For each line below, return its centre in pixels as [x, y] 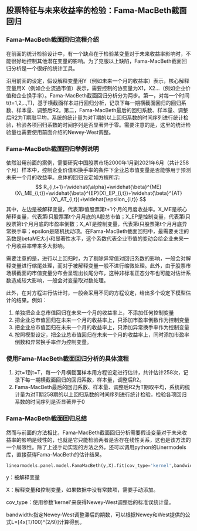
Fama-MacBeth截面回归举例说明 [52, 148]
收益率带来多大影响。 [42, 246]
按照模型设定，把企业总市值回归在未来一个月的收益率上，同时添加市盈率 [102, 334]
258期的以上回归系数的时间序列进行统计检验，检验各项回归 [115, 394]
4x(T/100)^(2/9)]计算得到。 [52, 522]
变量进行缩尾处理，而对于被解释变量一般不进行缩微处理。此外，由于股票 [98, 265]
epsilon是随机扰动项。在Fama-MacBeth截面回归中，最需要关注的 [110, 231]
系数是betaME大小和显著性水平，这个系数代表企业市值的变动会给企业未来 [95, 238]
